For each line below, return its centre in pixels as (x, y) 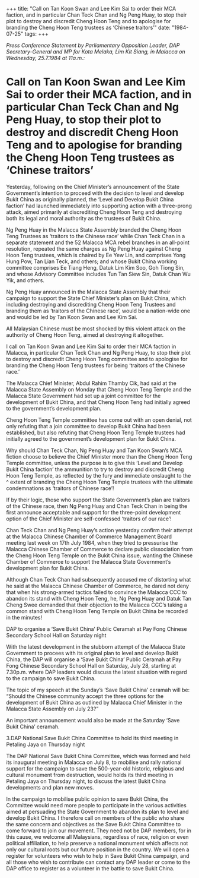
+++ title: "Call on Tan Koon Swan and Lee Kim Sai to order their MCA (91, 9)
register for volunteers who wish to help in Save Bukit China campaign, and (98, 855)
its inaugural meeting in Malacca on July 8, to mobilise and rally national (94, 762)
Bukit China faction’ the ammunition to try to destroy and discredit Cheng (95, 469)
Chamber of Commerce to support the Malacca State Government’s (89, 561)
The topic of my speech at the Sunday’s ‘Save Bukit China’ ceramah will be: (98, 690)
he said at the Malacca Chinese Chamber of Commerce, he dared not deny (98, 586)
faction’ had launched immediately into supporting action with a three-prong (99, 206)
